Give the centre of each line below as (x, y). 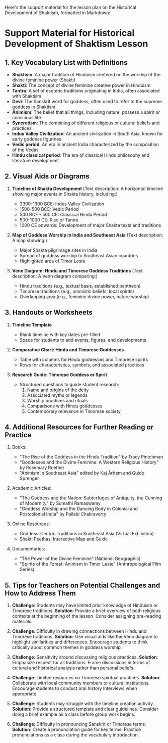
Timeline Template (32, 324)
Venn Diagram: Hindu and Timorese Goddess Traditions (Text (77, 270)
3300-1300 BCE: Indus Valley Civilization (62, 204)
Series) (27, 569)
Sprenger (29, 478)
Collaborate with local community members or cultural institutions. (81, 683)
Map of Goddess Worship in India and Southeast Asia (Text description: (88, 235)
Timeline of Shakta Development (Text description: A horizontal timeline (88, 189)
